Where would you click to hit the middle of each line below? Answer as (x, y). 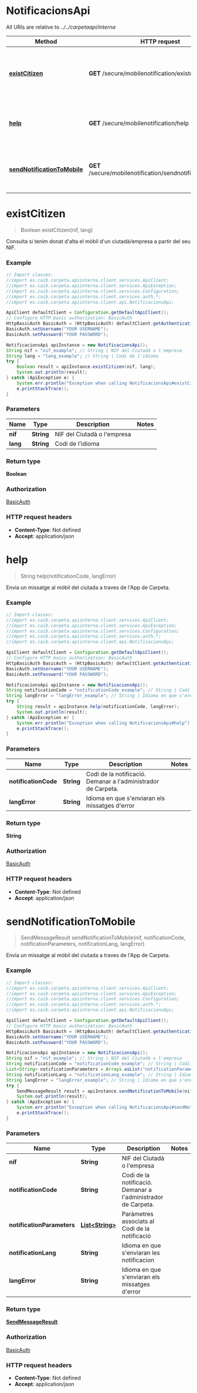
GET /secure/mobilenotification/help (139, 123)
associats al (138, 1221)
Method (46, 41)
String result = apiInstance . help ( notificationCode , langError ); (98, 707)
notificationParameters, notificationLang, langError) (82, 944)
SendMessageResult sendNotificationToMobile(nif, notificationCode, (103, 938)
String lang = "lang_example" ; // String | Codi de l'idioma (82, 356)
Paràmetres (138, 1214)
